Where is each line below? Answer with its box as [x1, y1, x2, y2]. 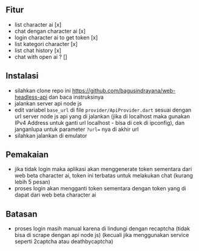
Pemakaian [5, 150, 49, 160]
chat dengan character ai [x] [14, 27, 86, 35]
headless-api [14, 93, 48, 101]
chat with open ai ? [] [14, 53, 67, 60]
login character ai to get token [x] [14, 33, 98, 41]
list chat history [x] [14, 47, 62, 54]
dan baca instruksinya [49, 93, 104, 101]
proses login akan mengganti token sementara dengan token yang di [14, 185, 186, 192]
